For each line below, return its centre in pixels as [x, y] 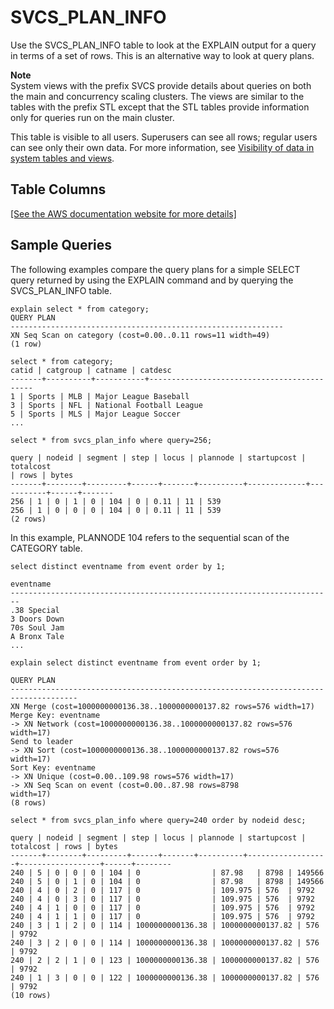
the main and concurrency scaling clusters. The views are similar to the [157, 96]
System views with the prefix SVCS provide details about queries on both [161, 85]
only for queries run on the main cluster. [92, 117]
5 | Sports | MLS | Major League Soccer [96, 414]
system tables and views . [62, 158]
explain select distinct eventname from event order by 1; [136, 662]
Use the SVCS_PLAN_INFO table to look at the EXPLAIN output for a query [163, 45]
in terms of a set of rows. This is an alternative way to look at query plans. [162, 55]
